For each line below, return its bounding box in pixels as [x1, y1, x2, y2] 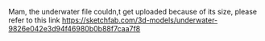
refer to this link [8, 15, 60, 25]
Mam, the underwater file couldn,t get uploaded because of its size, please [8, 7, 258, 16]
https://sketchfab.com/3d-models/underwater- [61, 15, 218, 25]
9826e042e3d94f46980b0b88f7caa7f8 [8, 24, 141, 33]
